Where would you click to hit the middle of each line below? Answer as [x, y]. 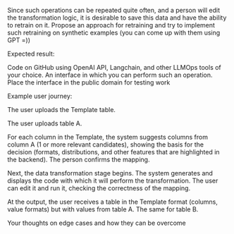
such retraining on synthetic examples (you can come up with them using [114, 32]
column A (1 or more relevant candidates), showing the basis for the [106, 144]
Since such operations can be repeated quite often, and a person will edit [114, 10]
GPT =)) [19, 40]
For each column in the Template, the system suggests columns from [107, 137]
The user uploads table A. [45, 123]
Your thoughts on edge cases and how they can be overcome [97, 223]
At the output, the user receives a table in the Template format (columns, [113, 202]
